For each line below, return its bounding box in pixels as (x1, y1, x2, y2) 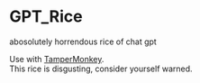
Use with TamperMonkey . (9, 53, 105, 64)
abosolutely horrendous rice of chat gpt (9, 36, 158, 47)
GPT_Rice (9, 6, 83, 27)
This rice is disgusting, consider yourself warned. (9, 63, 193, 74)
